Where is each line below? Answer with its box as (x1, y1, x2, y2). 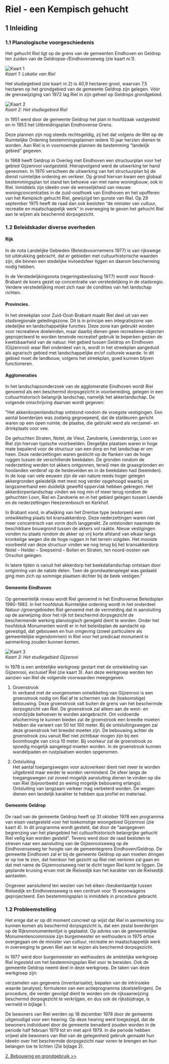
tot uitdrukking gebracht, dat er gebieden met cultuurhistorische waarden (5, 253, 158, 259)
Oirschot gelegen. (5, 552, 43, 559)
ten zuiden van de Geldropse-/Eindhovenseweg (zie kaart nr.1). (5, 56, 136, 62)
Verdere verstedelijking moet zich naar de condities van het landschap (5, 284, 152, 290)
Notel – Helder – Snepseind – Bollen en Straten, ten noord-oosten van (5, 547, 150, 553)
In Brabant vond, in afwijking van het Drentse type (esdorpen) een (5, 510, 143, 516)
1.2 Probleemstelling (5, 906, 57, 913)
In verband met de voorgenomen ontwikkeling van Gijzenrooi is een (12, 689, 153, 696)
